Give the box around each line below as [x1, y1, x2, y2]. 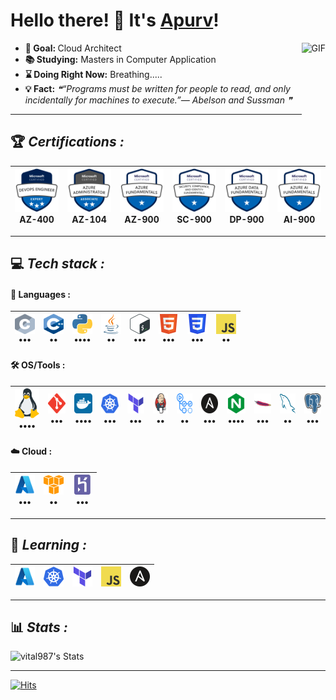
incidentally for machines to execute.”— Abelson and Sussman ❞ [24, 94, 293, 106]
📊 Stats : [10, 619, 68, 636]
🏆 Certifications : [10, 134, 125, 151]
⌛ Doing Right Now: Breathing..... [24, 68, 163, 80]
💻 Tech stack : [10, 255, 105, 273]
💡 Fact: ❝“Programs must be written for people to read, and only [24, 82, 291, 94]
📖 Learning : [10, 537, 88, 554]
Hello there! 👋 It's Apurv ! [10, 9, 220, 32]
